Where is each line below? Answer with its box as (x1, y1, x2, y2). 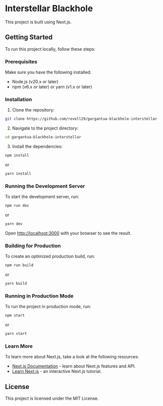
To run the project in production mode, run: (5, 304, 91, 310)
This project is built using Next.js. (5, 19, 72, 25)
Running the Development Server (5, 183, 85, 189)
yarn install (5, 171, 32, 176)
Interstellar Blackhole (5, 3, 93, 14)
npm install (5, 153, 29, 158)
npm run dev (5, 203, 29, 208)
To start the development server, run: (5, 194, 79, 200)
